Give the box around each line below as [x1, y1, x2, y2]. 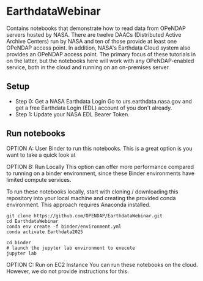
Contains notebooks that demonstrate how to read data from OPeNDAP [6, 24, 186, 32]
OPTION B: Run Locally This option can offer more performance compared [6, 163, 194, 170]
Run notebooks [6, 129, 65, 139]
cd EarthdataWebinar [6, 218, 59, 224]
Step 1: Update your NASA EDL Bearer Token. [15, 110, 130, 118]
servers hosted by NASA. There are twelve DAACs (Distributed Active [6, 31, 182, 38]
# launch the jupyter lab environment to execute [6, 245, 136, 251]
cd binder [6, 239, 32, 245]
